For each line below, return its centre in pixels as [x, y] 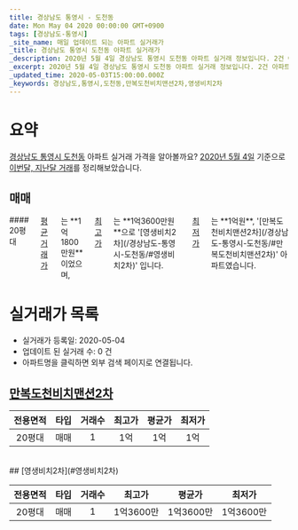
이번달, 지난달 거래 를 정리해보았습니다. [75, 167]
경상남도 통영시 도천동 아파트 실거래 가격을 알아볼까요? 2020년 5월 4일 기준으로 [147, 156]
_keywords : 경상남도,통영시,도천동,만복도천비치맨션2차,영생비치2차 [116, 83]
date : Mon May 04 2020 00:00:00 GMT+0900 [87, 26]
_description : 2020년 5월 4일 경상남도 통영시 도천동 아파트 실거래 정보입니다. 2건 [147, 59]
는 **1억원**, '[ [236, 221]
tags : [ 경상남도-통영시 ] [49, 34]
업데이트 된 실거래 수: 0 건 [67, 352]
